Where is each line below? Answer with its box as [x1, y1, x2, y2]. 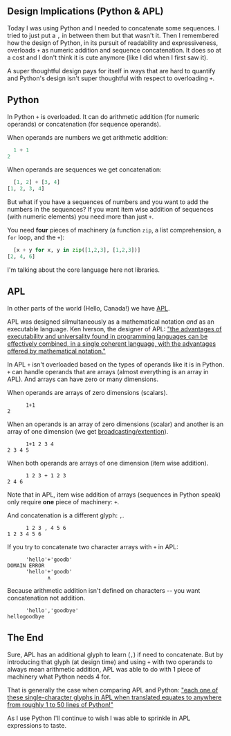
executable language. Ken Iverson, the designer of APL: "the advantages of [7, 324, 223, 333]
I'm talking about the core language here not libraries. [7, 266, 160, 274]
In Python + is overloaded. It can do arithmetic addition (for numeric [7, 112, 200, 120]
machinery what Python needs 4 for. [7, 672, 111, 681]
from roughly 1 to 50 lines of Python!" [7, 700, 114, 708]
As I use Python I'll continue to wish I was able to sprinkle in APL [7, 714, 191, 722]
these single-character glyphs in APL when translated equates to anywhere [7, 693, 222, 701]
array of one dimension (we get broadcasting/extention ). [7, 427, 169, 435]
